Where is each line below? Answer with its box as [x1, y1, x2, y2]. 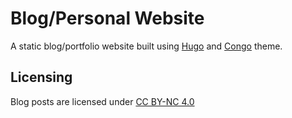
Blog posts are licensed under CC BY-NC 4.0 [10, 95, 195, 107]
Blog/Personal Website [10, 7, 205, 30]
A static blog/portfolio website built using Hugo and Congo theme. [10, 40, 283, 52]
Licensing [10, 69, 73, 86]
